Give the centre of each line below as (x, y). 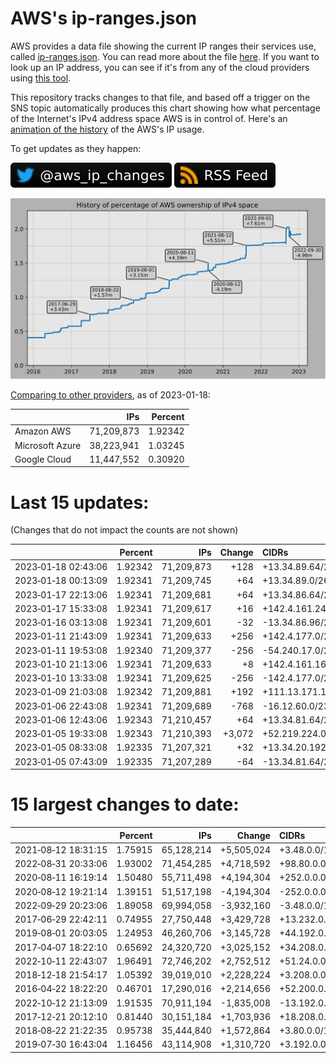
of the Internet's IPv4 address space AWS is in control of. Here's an (149, 118)
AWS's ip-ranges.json (104, 18)
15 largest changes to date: (125, 804)
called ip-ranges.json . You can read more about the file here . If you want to (165, 56)
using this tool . (41, 78)
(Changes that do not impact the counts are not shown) (124, 530)
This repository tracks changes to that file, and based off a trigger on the (160, 97)
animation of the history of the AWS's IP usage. (107, 129)
